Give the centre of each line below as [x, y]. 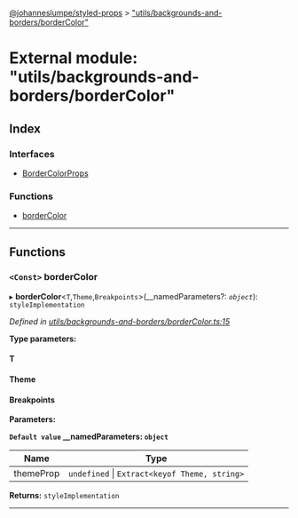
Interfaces [32, 154]
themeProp [37, 474]
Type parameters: [43, 339]
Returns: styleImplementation [64, 496]
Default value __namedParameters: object [89, 437]
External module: [74, 58]
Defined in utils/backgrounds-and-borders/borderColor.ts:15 [120, 321]
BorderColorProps [55, 173]
